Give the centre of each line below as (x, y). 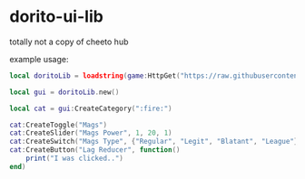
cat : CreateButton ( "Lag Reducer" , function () (95, 150)
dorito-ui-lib (57, 17)
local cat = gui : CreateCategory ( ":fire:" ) (91, 108)
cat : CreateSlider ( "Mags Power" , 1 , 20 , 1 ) (91, 133)
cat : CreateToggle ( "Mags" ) (58, 125)
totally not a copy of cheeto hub (69, 42)
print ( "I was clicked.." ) (75, 159)
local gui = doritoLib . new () (64, 92)
